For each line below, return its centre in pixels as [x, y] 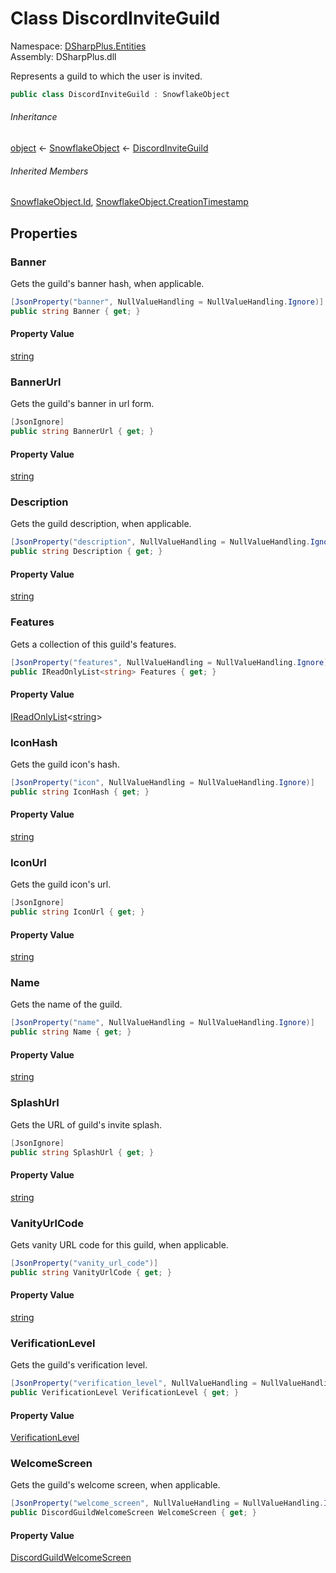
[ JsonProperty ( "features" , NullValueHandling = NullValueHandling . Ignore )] [171, 662]
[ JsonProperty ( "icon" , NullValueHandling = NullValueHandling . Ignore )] [162, 782]
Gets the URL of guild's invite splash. [86, 1124]
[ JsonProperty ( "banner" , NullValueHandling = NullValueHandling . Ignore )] [167, 302]
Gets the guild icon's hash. [65, 764]
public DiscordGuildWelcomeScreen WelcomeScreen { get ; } [133, 1513]
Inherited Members [49, 171]
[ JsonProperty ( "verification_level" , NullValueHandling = [133, 1383]
